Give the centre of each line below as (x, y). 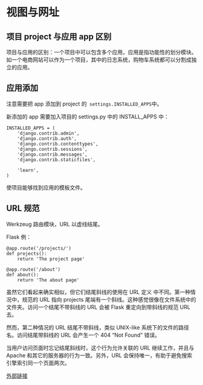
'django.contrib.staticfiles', (56, 160)
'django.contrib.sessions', (52, 149)
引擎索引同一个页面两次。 (38, 363)
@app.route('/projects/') (39, 248)
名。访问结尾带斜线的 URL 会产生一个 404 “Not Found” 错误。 (83, 335)
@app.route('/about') (34, 269)
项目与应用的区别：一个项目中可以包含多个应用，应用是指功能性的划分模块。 (101, 52)
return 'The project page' (51, 259)
